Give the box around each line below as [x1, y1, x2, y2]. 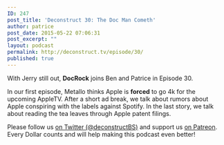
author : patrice [7, 23, 54, 30]
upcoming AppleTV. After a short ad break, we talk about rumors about [7, 95, 209, 103]
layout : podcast [7, 42, 54, 49]
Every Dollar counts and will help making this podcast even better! [7, 130, 196, 138]
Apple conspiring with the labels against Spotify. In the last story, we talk [7, 101, 214, 110]
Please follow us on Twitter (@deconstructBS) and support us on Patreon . [7, 122, 218, 131]
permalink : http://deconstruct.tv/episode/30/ [7, 49, 144, 56]
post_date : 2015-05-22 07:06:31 [7, 29, 100, 37]
